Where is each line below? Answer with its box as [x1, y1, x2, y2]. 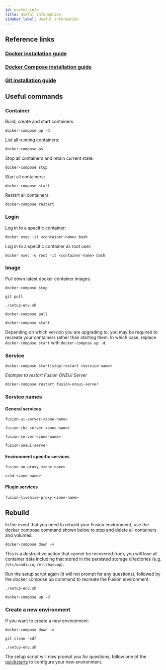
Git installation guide [5, 77, 56, 84]
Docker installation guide [5, 50, 67, 57]
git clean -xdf [5, 636, 37, 641]
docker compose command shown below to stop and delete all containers [5, 527, 157, 533]
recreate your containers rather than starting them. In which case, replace [5, 334, 157, 340]
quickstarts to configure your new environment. [5, 659, 103, 665]
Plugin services [5, 484, 38, 490]
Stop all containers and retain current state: [5, 155, 94, 161]
